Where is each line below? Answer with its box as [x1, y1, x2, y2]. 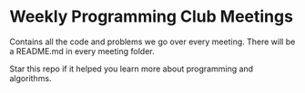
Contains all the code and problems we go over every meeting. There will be [9, 36, 296, 47]
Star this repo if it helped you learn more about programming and [9, 63, 253, 74]
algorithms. [9, 72, 52, 83]
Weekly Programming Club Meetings [9, 6, 294, 27]
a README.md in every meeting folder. [9, 45, 155, 56]
